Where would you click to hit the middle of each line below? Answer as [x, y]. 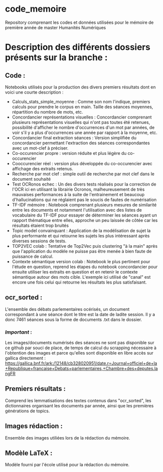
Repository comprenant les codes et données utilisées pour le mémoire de [79, 22]
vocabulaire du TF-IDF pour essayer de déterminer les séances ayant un [84, 215]
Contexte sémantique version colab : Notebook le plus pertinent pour [81, 261]
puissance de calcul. [33, 256]
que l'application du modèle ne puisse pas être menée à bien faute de [82, 251]
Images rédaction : [34, 426]
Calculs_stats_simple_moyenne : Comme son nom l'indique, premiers [81, 101]
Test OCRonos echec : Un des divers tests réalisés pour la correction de [84, 184]
